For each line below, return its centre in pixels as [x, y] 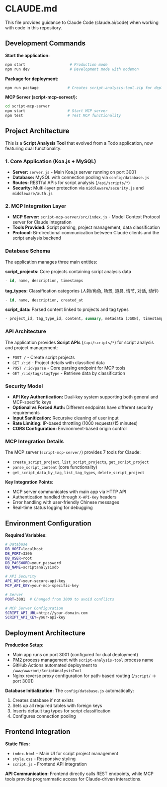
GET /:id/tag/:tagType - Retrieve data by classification [69, 373]
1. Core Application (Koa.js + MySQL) [51, 161]
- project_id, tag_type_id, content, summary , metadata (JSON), [73, 319]
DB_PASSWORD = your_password [33, 563]
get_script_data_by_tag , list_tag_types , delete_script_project [78, 473]
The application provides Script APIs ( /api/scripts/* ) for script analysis [80, 342]
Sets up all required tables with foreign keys [57, 706]
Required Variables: [26, 535]
